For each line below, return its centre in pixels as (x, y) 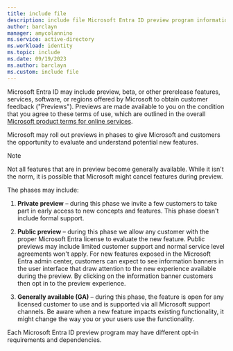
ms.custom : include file (43, 72)
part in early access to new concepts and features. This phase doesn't (118, 211)
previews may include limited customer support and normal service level (121, 246)
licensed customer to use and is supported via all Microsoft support (114, 304)
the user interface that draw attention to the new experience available (116, 268)
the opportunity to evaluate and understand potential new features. (103, 142)
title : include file (37, 14)
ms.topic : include (34, 53)
